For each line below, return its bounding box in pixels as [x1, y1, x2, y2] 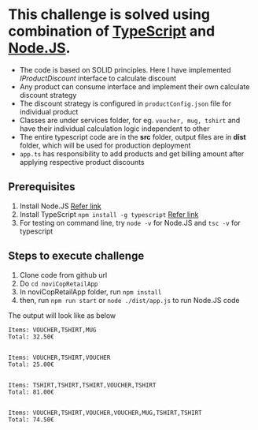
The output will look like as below [8, 310, 116, 320]
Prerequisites [8, 180, 76, 194]
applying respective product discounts [19, 157, 145, 166]
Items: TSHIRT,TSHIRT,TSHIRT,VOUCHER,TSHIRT [8, 381, 157, 389]
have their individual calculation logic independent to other [19, 124, 210, 133]
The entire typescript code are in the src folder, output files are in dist [19, 132, 246, 141]
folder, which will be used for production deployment [19, 140, 191, 150]
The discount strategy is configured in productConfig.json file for [19, 99, 232, 108]
